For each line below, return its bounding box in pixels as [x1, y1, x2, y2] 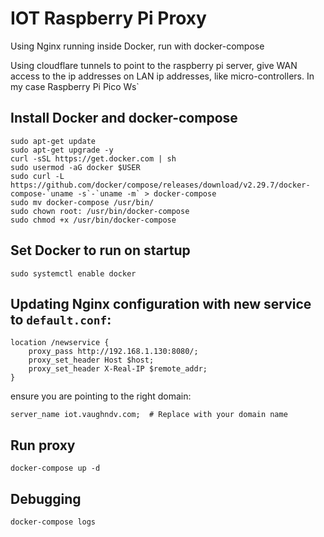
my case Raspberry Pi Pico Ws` [10, 80, 140, 92]
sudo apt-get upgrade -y [10, 145, 114, 155]
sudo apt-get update [10, 136, 97, 146]
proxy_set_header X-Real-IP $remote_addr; [28, 364, 208, 374]
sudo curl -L [10, 171, 65, 181]
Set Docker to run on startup [10, 242, 191, 259]
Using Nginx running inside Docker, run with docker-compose [10, 40, 265, 52]
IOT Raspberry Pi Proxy [10, 7, 207, 30]
